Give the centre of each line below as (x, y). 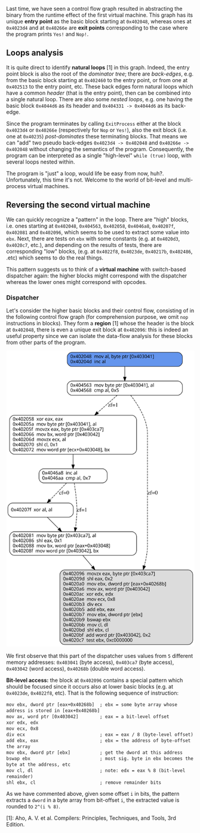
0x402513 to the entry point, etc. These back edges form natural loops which (100, 86)
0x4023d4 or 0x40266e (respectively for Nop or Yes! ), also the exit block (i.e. (97, 130)
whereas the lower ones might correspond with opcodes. (77, 282)
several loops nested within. (41, 162)
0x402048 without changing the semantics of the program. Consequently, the (100, 149)
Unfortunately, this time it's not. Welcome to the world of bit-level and (92, 180)
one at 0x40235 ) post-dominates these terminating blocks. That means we (97, 136)
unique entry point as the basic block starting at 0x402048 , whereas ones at (99, 21)
